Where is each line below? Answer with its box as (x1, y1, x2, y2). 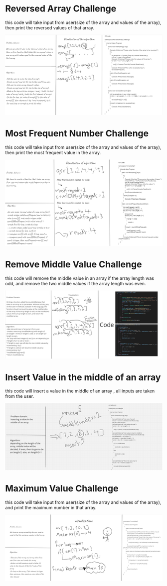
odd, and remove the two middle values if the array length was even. (5, 280, 146, 286)
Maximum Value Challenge (5, 483, 119, 494)
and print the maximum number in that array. (5, 504, 97, 510)
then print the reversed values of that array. (5, 24, 95, 30)
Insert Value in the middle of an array (5, 371, 161, 383)
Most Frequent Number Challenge (5, 128, 149, 139)
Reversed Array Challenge (5, 3, 117, 14)
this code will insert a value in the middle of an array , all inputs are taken (5, 388, 155, 394)
